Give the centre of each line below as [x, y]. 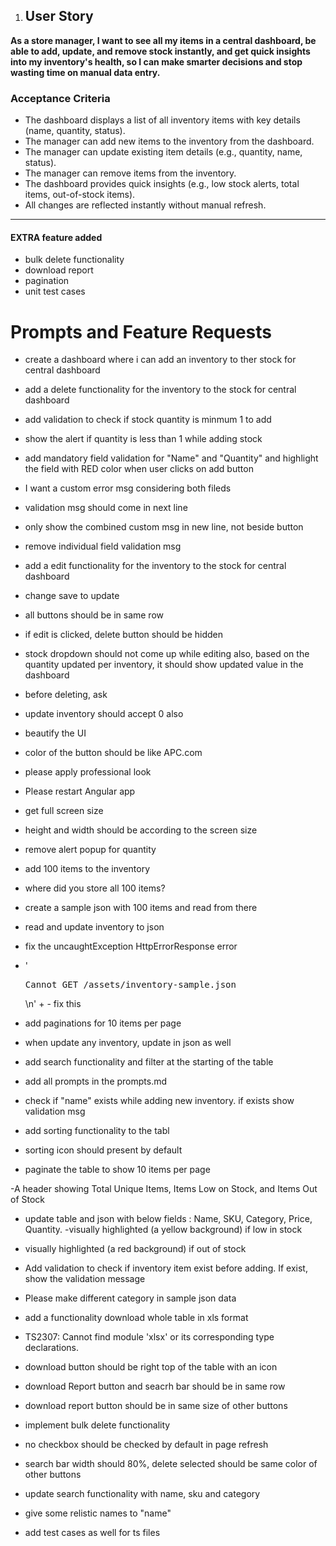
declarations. [51, 1348]
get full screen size [64, 811]
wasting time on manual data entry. [85, 72]
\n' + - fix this [53, 1004]
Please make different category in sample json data [130, 1298]
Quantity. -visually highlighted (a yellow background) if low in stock [163, 1230]
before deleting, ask [66, 695]
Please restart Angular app [80, 791]
